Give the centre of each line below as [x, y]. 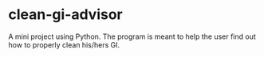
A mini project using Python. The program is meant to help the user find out [132, 36]
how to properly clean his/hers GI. [64, 44]
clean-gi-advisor [66, 15]
